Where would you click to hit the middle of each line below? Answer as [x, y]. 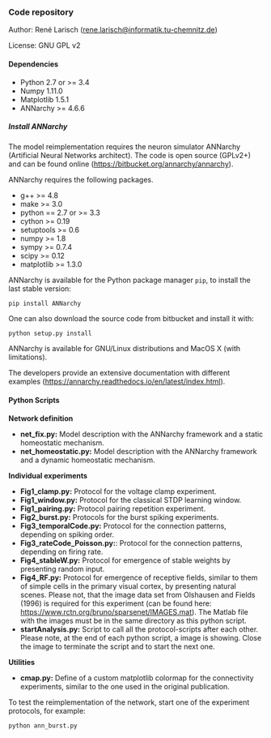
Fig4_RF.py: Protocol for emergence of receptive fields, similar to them [139, 577]
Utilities [21, 662]
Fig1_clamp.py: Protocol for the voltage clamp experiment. [118, 491]
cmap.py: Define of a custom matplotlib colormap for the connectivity [137, 678]
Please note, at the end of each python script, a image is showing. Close [141, 637]
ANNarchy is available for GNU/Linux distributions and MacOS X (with [125, 349]
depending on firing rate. [61, 551]
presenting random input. [62, 569]
